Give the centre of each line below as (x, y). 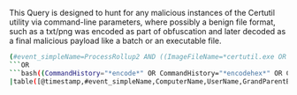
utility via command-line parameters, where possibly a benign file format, (142, 22)
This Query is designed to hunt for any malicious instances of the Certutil (142, 13)
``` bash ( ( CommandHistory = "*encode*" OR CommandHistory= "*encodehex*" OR (146, 73)
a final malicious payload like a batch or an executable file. (116, 40)
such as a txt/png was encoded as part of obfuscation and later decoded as (148, 31)
